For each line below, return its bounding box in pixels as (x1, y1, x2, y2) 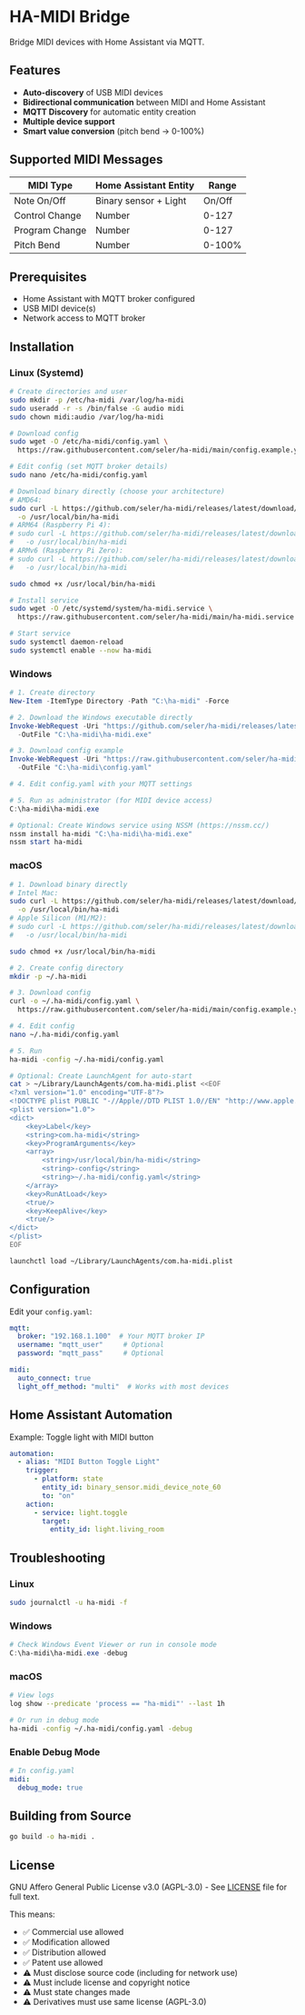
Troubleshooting (9, 1550, 106, 1565)
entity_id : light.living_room (49, 1525, 165, 1534)
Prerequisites (9, 269, 87, 284)
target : (42, 1516, 71, 1526)
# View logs (9, 1691, 54, 1701)
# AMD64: (9, 495, 43, 504)
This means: (9, 1909, 56, 1920)
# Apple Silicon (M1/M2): (9, 913, 107, 923)
